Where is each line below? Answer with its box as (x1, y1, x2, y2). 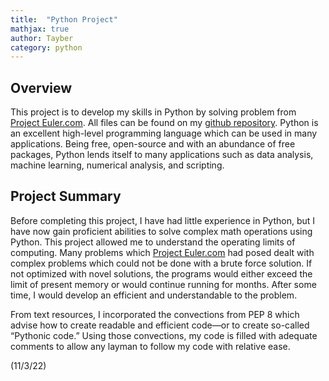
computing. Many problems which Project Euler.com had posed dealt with (10, 246, 315, 258)
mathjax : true (10, 24, 70, 34)
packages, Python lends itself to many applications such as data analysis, (10, 149, 314, 161)
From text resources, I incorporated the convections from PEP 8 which (10, 308, 300, 320)
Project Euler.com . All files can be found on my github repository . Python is (10, 117, 319, 129)
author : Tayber (10, 33, 74, 43)
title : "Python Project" (10, 14, 118, 25)
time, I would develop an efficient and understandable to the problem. (10, 289, 298, 301)
